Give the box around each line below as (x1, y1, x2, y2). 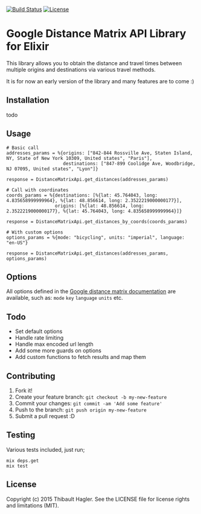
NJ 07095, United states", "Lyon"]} (6, 166, 98, 172)
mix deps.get (6, 457, 39, 464)
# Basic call (6, 145, 39, 151)
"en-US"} (6, 240, 28, 246)
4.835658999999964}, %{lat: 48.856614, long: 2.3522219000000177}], (6, 197, 182, 203)
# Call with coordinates (6, 187, 69, 193)
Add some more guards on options (14, 347, 101, 354)
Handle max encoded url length (14, 341, 94, 348)
